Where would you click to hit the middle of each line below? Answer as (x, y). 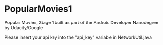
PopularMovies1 (38, 9)
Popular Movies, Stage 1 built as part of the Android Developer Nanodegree (81, 22)
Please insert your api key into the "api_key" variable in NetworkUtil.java (78, 37)
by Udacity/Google (24, 27)
